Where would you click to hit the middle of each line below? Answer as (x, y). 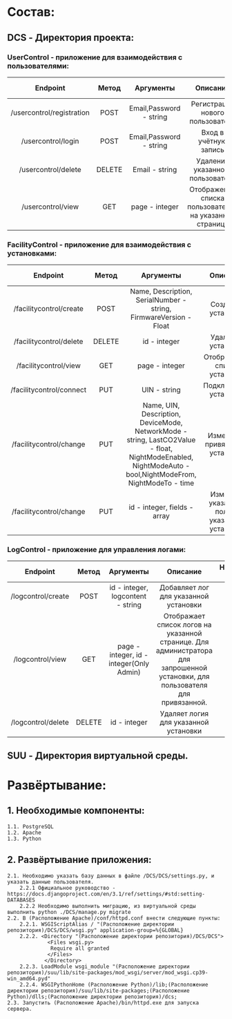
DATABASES (21, 900)
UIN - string (161, 390)
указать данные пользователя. (51, 882)
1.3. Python (24, 839)
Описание (184, 572)
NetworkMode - (161, 431)
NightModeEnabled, (161, 457)
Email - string (155, 169)
